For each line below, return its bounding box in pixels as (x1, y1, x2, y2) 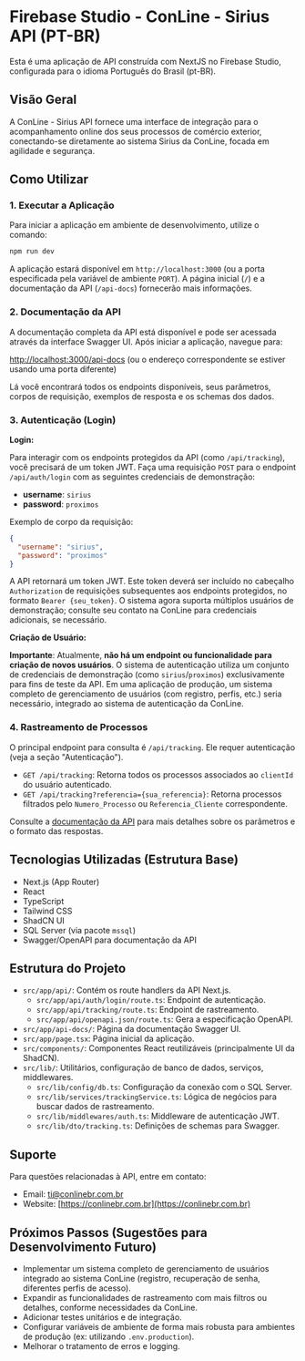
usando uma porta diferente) (9, 363, 117, 375)
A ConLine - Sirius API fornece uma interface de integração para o (9, 116, 259, 127)
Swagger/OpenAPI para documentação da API (22, 934, 198, 945)
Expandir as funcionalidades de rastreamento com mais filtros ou (22, 1292, 268, 1303)
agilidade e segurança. (9, 145, 96, 156)
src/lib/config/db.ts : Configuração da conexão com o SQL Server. (36, 1082, 293, 1093)
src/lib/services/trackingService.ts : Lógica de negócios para (36, 1091, 278, 1102)
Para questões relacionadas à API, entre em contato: (9, 1171, 207, 1182)
